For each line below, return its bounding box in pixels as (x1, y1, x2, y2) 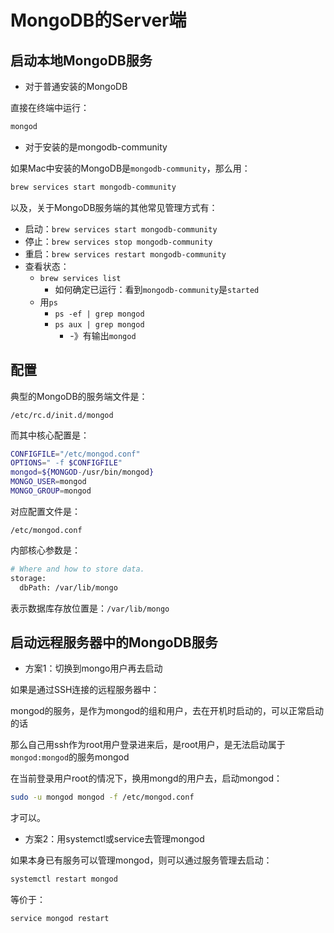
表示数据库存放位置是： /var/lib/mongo (10, 602, 170, 614)
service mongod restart (10, 914, 110, 924)
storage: (10, 573, 47, 583)
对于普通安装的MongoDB (24, 81, 128, 92)
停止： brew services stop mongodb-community (24, 235, 213, 247)
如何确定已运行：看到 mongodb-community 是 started (54, 283, 260, 295)
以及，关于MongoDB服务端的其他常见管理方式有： (10, 201, 218, 213)
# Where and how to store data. (10, 564, 145, 574)
